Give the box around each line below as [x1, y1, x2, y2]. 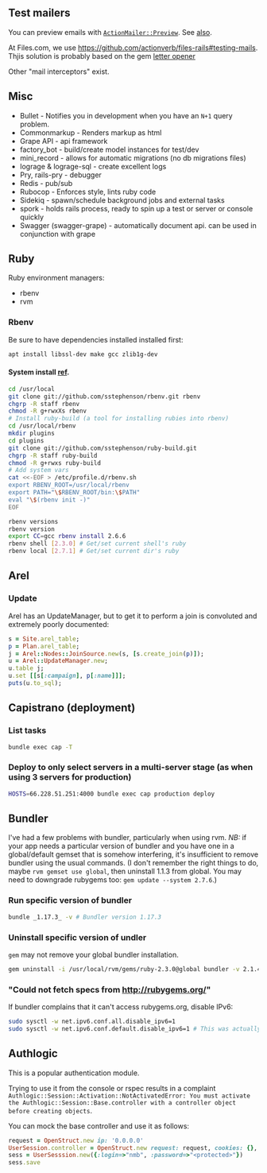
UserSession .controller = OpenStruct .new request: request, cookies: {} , [8, 1144, 258, 1152]
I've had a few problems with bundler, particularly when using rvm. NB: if [8, 833, 247, 842]
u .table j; [8, 664, 44, 672]
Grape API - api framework [19, 136, 108, 145]
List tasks [8, 725, 47, 736]
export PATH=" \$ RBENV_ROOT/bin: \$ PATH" [8, 489, 141, 497]
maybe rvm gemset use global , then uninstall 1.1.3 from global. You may [8, 866, 242, 877]
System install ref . [8, 367, 70, 377]
